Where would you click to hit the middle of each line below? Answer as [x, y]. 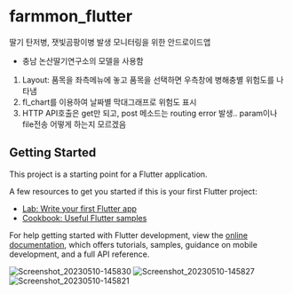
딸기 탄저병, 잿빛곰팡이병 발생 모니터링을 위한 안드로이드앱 [110, 42]
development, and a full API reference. [79, 254]
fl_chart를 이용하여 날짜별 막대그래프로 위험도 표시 [109, 102]
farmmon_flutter [71, 16]
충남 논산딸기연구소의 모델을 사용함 [83, 60]
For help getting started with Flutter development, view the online [129, 235]
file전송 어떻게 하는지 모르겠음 [74, 124]
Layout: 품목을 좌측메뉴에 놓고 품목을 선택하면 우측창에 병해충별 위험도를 [148, 79]
